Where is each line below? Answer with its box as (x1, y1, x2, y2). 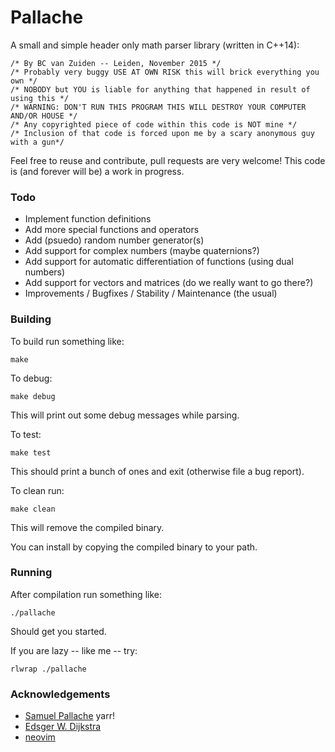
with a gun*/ (10, 137, 65, 147)
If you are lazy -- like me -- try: (10, 644, 138, 656)
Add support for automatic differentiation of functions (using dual (24, 256, 294, 268)
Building (10, 312, 52, 326)
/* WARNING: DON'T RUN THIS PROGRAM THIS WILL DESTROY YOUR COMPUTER (10, 102, 307, 112)
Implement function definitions (24, 213, 152, 225)
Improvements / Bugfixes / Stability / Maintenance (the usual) (24, 287, 278, 300)
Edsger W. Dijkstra (24, 721, 102, 733)
